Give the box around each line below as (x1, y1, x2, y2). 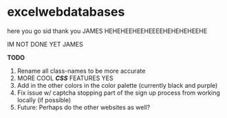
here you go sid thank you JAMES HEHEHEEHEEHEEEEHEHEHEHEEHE (7, 27, 208, 35)
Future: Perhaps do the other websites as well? (17, 103, 151, 111)
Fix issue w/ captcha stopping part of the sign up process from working (17, 88, 220, 97)
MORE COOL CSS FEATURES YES (17, 73, 113, 82)
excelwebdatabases (7, 4, 125, 20)
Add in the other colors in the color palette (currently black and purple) (17, 81, 218, 89)
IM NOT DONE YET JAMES (7, 40, 84, 48)
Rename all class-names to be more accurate (17, 67, 146, 75)
